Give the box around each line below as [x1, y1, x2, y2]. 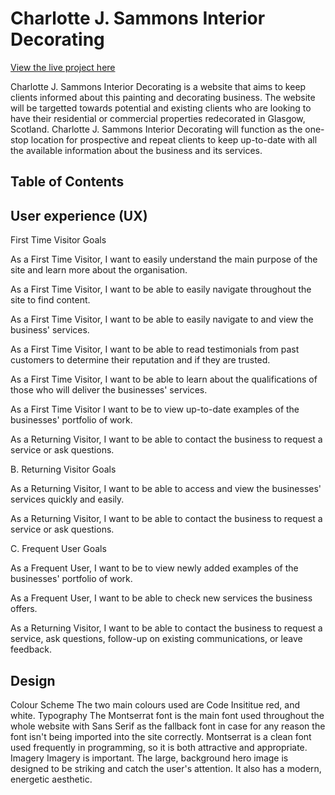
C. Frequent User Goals [10, 543, 107, 555]
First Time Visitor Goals [10, 234, 107, 246]
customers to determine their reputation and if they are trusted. [10, 354, 271, 366]
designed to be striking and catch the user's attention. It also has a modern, [10, 762, 322, 774]
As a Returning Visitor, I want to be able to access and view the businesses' [10, 483, 322, 495]
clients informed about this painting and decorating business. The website [10, 91, 316, 103]
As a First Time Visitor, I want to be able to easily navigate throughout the [10, 283, 312, 296]
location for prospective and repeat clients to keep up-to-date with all [30, 133, 318, 146]
